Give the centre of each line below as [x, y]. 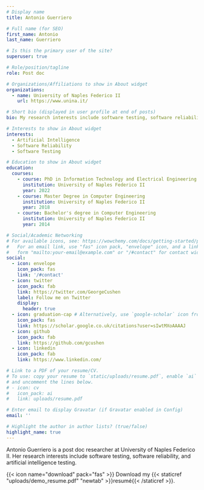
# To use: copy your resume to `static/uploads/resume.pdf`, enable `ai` [102, 376]
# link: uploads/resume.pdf [45, 399]
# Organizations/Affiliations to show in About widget [77, 84]
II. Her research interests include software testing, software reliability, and [99, 456]
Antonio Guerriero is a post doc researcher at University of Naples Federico [101, 449]
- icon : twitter [32, 280]
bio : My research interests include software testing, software [89, 118]
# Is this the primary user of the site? [59, 51]
